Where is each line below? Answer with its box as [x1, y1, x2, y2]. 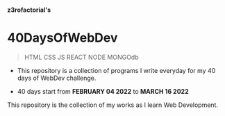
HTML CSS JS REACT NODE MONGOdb [24, 53, 139, 61]
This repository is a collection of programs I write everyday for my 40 [17, 66, 216, 74]
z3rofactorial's [7, 6, 51, 14]
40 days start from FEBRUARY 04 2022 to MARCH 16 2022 [17, 87, 189, 95]
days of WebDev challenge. [17, 74, 97, 82]
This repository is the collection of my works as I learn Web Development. [7, 101, 219, 109]
